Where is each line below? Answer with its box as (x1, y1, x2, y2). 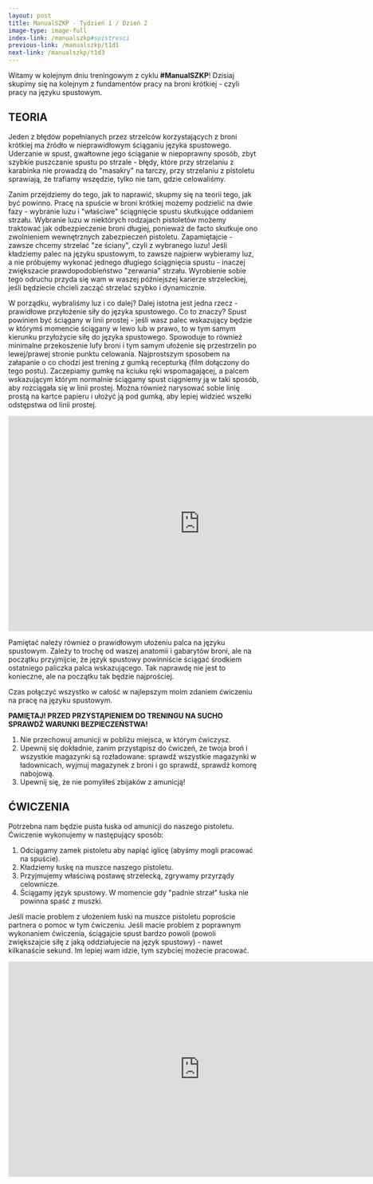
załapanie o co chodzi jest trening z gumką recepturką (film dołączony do (8, 357, 249, 367)
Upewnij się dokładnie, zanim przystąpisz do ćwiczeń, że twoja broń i (19, 743, 249, 753)
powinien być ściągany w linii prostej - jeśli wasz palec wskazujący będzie (8, 315, 253, 325)
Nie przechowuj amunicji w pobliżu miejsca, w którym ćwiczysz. (19, 734, 231, 744)
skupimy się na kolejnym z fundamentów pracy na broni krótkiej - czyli (8, 79, 240, 89)
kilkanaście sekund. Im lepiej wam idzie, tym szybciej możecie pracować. (8, 946, 249, 955)
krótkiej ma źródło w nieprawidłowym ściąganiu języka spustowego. (8, 140, 232, 150)
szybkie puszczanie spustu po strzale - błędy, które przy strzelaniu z (8, 157, 234, 167)
